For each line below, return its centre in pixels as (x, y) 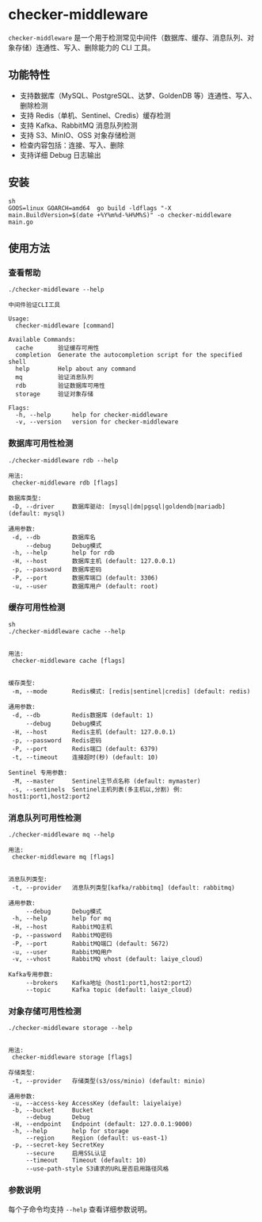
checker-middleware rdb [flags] (65, 483)
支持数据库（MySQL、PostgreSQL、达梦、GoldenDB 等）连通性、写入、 (138, 95)
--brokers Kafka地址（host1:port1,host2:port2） (110, 983)
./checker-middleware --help (56, 290)
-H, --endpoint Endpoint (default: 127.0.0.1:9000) (102, 1124)
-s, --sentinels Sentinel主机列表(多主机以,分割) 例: (97, 789)
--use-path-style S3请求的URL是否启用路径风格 (97, 1169)
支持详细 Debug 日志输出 (60, 155)
